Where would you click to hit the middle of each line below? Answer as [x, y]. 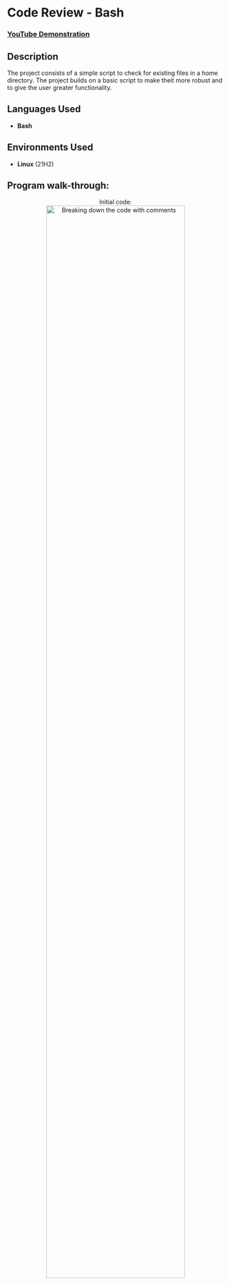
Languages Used [44, 109]
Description [33, 56]
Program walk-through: [58, 185]
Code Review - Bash [66, 13]
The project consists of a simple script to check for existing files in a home [112, 73]
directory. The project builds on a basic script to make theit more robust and [115, 80]
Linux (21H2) [35, 164]
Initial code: [116, 202]
